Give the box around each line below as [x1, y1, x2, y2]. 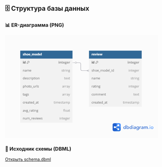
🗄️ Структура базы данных [5, 4, 90, 13]
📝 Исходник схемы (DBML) [5, 145, 72, 152]
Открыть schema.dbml [5, 156, 51, 162]
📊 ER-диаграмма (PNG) [5, 22, 65, 29]
